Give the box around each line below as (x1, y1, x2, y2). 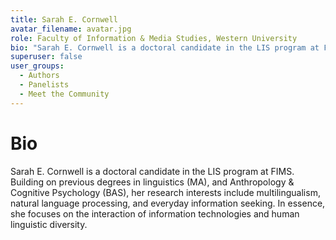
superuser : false (10, 52, 83, 62)
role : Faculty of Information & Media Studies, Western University (10, 33, 298, 43)
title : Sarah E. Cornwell (10, 14, 118, 25)
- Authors (19, 71, 60, 81)
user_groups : (10, 61, 65, 71)
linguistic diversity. (10, 218, 88, 230)
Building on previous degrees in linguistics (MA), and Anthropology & (10, 176, 295, 188)
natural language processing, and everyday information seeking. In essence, (10, 197, 326, 209)
